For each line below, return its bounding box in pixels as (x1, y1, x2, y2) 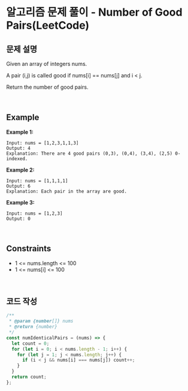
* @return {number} (8, 324, 58, 330)
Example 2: (6, 166, 35, 173)
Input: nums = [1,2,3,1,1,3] (6, 140, 79, 146)
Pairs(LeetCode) (6, 19, 90, 32)
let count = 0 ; (11, 340, 50, 347)
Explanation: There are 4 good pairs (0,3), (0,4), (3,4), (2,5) (6, 151, 172, 157)
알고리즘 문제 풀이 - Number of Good (6, 5, 183, 19)
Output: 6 (6, 183, 31, 189)
